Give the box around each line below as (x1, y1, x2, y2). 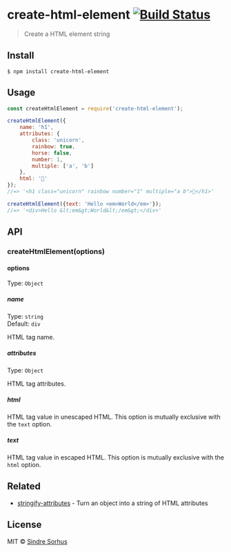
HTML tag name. (7, 333, 55, 342)
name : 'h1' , (19, 124, 54, 131)
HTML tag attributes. (7, 379, 66, 388)
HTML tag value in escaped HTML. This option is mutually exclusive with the (7, 453, 224, 462)
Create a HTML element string (23, 30, 110, 38)
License (7, 519, 42, 531)
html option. (7, 461, 41, 469)
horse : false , (32, 149, 72, 157)
